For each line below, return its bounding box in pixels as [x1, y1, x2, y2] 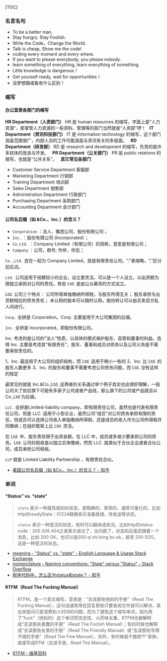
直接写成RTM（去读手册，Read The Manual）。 [17, 640, 113, 646]
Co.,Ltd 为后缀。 [5, 394, 39, 400]
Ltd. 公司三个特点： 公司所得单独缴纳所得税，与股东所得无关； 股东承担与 [5, 291, 156, 297]
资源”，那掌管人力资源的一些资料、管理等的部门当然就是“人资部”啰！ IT [5, 125, 154, 131]
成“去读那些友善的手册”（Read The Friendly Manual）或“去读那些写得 [17, 627, 160, 633]
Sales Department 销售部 [12, 185, 64, 191]
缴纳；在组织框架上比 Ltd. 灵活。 [9, 422, 77, 429]
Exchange [12, 555, 33, 561]
